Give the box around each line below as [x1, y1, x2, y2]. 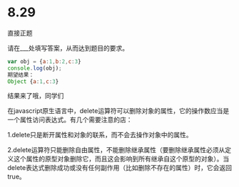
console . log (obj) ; [7, 65, 62, 72]
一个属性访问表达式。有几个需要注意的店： [7, 115, 133, 124]
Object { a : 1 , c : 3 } [7, 78, 59, 85]
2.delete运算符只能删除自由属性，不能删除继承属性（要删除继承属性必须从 [7, 146, 225, 154]
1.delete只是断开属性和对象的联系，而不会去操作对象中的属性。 [7, 131, 193, 139]
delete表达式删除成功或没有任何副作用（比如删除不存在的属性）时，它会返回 [7, 164, 232, 172]
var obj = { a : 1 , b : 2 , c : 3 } [7, 58, 81, 65]
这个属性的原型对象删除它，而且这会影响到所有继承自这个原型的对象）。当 [13, 154, 230, 164]
